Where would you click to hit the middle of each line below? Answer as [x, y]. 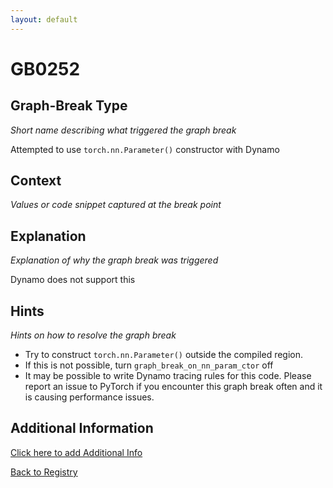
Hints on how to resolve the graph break [93, 335]
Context [36, 181]
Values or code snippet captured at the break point [116, 205]
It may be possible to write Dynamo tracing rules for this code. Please [168, 376]
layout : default [44, 19]
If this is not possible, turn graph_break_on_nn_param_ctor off [149, 365]
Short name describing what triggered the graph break [123, 130]
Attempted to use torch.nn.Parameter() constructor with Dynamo [145, 149]
